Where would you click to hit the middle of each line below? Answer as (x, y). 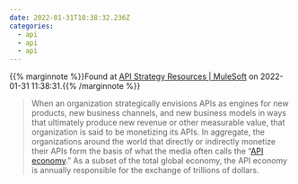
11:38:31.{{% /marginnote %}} (86, 86)
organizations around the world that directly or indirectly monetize (153, 142)
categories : (31, 26)
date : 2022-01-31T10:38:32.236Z (70, 18)
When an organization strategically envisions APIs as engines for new (160, 103)
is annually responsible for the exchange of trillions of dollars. (145, 171)
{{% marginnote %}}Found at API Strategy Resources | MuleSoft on (134, 76)
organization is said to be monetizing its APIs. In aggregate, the (148, 132)
